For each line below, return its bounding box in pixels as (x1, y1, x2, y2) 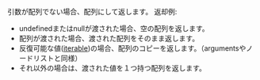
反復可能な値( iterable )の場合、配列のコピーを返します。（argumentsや (18, 44, 247, 53)
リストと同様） (32, 54, 82, 63)
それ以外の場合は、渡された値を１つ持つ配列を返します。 (18, 63, 207, 73)
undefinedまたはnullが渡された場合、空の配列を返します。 (18, 24, 209, 33)
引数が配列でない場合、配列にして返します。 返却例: (7, 7, 178, 16)
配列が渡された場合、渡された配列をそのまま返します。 (18, 34, 200, 43)
